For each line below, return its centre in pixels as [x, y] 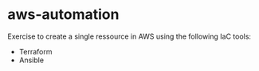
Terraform [35, 51]
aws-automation [63, 15]
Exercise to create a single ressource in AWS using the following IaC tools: [129, 36]
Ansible [31, 60]
